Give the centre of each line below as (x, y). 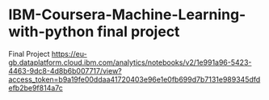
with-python (51, 32)
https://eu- (69, 54)
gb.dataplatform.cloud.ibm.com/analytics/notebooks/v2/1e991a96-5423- (130, 62)
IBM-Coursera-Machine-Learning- (127, 15)
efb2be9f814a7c (36, 88)
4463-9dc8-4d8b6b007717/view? (65, 70)
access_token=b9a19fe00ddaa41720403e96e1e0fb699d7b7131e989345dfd (134, 79)
